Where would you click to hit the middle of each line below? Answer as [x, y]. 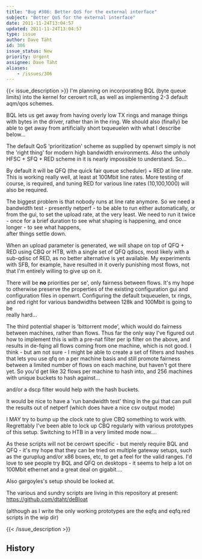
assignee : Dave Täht [32, 62]
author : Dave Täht [29, 40]
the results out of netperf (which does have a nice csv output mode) [91, 407]
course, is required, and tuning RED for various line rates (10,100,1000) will [98, 184]
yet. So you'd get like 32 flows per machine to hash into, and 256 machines [99, 371]
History [20, 548]
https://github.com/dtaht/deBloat [47, 499]
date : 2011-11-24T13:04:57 [40, 23]
